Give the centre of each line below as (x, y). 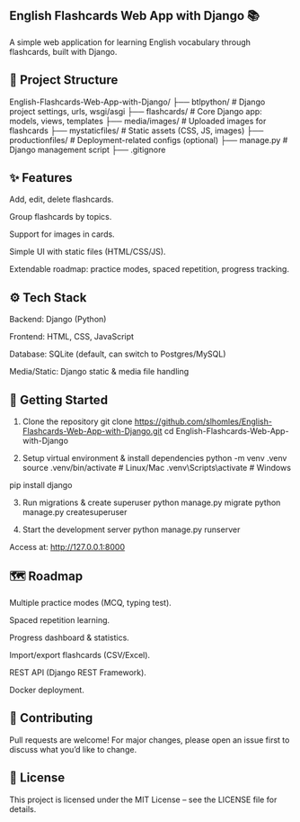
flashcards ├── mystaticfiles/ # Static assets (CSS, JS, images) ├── (137, 131)
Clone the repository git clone (77, 421)
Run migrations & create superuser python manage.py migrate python (151, 502)
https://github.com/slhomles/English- (203, 421)
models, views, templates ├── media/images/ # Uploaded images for (138, 121)
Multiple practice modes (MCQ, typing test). (91, 602)
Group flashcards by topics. (61, 217)
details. (23, 808)
